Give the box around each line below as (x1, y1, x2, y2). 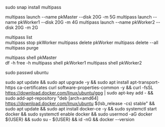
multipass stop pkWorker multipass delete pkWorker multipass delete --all (5, 39, 159, 45)
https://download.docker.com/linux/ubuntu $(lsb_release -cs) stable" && (5, 100, 155, 106)
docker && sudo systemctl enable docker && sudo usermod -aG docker (5, 111, 153, 117)
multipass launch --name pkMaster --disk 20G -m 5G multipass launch (5, 14, 152, 19)
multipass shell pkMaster (5, 54, 57, 60)
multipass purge (5, 45, 39, 50)
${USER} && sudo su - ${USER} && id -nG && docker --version (5, 116, 134, 122)
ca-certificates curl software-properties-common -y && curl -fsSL (17, 84, 153, 90)
